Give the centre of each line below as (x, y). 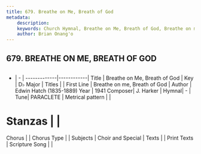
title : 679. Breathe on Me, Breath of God (60, 12)
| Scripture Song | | (30, 144)
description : (33, 23)
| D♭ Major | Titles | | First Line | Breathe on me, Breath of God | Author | (103, 84)
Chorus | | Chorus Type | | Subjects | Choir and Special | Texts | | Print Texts (100, 138)
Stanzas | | (33, 121)
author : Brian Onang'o (45, 34)
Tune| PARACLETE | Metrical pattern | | (63, 97)
